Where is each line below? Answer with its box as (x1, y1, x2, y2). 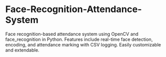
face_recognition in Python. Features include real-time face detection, (5, 36, 153, 42)
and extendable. (5, 47, 39, 53)
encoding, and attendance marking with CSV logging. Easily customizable (5, 41, 161, 47)
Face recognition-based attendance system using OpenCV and (5, 31, 139, 37)
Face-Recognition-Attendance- (5, 4, 142, 15)
